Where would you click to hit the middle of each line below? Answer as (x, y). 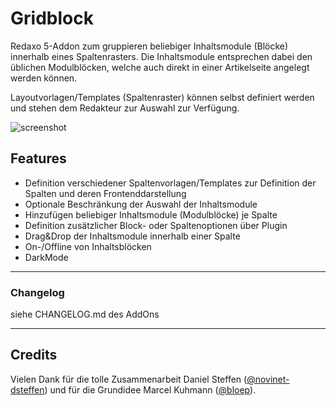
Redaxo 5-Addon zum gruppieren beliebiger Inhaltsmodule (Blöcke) (149, 46)
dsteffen (27, 389)
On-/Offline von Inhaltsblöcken (88, 246)
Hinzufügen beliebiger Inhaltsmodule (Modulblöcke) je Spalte (151, 214)
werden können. (44, 78)
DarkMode (46, 257)
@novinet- (268, 379)
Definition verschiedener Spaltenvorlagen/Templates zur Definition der (170, 183)
